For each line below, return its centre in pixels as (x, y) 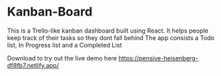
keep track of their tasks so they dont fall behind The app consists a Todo (111, 37)
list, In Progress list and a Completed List (65, 45)
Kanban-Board (50, 12)
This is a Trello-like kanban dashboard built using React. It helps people (108, 31)
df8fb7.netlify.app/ (33, 65)
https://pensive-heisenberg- (158, 58)
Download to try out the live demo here (62, 58)
